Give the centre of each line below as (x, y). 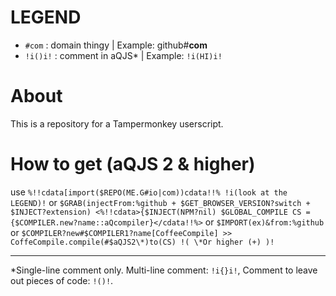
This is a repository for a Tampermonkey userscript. (117, 123)
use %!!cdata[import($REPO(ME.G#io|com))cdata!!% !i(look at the (149, 192)
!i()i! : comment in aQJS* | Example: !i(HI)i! (123, 55)
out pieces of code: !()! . (62, 280)
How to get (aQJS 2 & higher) (133, 164)
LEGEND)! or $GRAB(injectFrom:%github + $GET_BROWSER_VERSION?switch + (160, 202)
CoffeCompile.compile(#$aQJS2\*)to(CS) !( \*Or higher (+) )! (142, 242)
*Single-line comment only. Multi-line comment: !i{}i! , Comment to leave (164, 270)
